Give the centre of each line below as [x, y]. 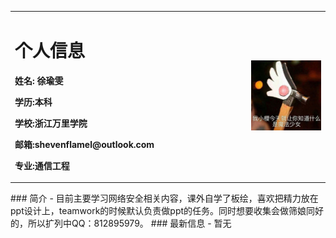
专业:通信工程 [42, 165]
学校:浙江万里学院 [51, 123]
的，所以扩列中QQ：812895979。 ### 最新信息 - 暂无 [121, 223]
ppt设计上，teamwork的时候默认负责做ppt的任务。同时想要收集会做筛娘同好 [167, 211]
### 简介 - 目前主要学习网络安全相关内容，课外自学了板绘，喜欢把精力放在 [164, 198]
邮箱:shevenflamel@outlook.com [84, 144]
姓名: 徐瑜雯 [39, 80]
